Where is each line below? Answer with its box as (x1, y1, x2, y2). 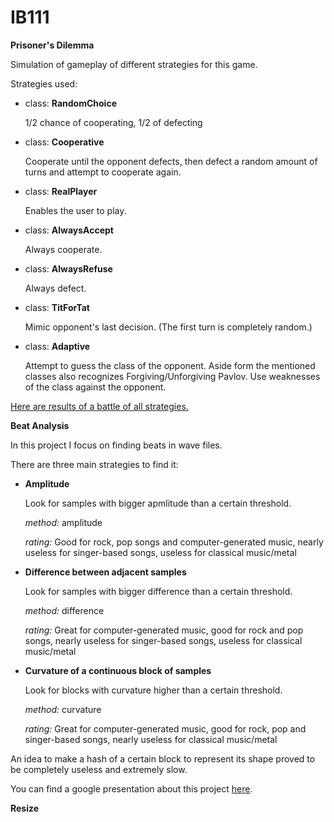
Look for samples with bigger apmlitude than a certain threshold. (24, 497, 292, 509)
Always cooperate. (24, 243, 103, 255)
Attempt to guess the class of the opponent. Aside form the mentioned (24, 359, 316, 371)
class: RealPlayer (24, 185, 98, 197)
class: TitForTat (24, 301, 90, 313)
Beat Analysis (10, 419, 70, 431)
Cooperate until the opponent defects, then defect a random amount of (24, 155, 318, 167)
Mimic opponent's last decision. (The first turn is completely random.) (24, 321, 313, 333)
